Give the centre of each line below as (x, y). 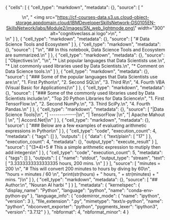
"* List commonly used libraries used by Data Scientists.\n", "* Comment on (85, 66)
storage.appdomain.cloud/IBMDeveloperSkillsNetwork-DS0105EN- (86, 23)
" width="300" (150, 28)
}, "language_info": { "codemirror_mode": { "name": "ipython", (95, 196)
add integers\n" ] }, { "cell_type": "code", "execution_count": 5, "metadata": (84, 153)
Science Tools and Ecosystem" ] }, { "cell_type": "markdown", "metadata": (83, 44)
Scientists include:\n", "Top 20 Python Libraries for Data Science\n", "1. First (85, 98)
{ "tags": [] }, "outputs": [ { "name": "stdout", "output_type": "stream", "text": (85, 158)
